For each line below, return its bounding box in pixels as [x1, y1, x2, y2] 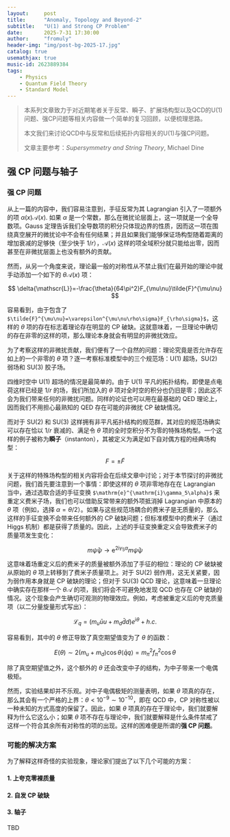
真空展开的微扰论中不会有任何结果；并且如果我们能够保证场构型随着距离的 [12, 230, 223, 238]
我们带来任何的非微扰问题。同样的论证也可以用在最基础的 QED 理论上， [18, 394, 221, 402]
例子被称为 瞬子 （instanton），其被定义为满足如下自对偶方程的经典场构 [18, 435, 216, 443]
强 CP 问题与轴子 [7, 166, 79, 177]
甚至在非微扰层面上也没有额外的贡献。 [7, 247, 115, 255]
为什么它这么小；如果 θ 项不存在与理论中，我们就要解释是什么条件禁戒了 [12, 713, 218, 721]
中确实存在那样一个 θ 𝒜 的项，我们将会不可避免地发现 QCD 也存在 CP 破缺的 [7, 586, 222, 594]
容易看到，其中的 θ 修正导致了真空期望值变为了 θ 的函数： [7, 633, 172, 641]
